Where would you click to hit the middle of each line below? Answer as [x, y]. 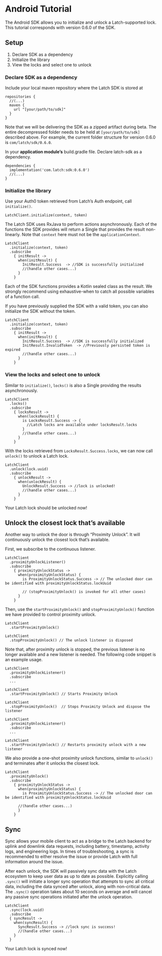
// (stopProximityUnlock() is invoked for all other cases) [84, 592]
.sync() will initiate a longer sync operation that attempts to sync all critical [80, 881]
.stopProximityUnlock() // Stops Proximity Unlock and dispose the [80, 707]
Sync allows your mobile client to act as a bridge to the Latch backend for [78, 841]
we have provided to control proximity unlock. [51, 615]
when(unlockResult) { [40, 482]
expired [13, 350]
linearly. [13, 235]
